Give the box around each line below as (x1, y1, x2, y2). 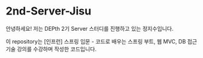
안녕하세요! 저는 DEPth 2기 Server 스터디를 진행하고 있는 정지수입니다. (5, 25, 174, 32)
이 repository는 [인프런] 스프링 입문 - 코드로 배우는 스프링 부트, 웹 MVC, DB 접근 (5, 37, 198, 45)
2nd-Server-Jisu (5, 4, 92, 18)
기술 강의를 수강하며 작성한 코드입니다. (5, 45, 97, 53)
